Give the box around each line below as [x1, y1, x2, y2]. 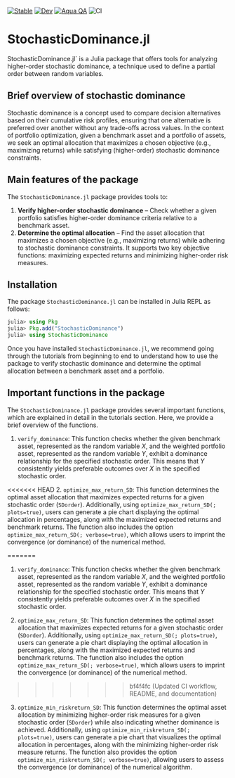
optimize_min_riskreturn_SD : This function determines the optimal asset [17, 703, 227, 711]
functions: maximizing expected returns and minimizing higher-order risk [17, 250, 229, 260]
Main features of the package [7, 174, 139, 186]
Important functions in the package [7, 387, 165, 399]
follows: [7, 305, 30, 313]
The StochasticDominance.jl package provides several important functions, [7, 405, 226, 414]
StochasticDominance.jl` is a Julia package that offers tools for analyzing [7, 54, 217, 63]
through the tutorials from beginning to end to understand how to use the [7, 352, 219, 360]
